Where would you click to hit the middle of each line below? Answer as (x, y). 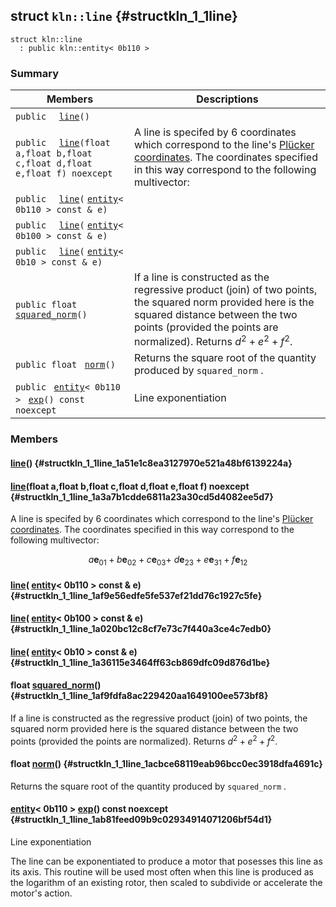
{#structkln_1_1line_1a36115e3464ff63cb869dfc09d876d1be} (140, 662)
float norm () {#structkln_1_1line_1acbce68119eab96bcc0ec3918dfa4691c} (166, 764)
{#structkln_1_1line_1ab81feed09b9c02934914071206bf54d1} (141, 820)
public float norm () (65, 365)
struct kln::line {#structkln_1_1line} (124, 16)
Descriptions (227, 99)
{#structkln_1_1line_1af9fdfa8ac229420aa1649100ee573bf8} (139, 696)
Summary (35, 73)
